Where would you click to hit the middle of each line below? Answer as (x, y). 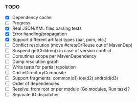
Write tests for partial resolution (44, 67)
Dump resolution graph (35, 61)
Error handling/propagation (39, 34)
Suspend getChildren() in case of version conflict (62, 50)
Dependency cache (32, 18)
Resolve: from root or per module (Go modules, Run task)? (71, 89)
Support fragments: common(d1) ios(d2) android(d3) (65, 78)
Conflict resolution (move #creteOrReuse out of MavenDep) (72, 45)
